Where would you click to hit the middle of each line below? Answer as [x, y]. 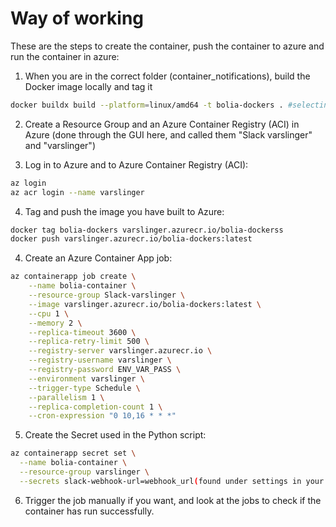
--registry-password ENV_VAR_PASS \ [105, 370]
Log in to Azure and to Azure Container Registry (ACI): [136, 164]
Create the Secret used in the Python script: [115, 435]
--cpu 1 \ [49, 313]
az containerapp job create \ [73, 277]
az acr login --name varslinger [77, 192]
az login [28, 183]
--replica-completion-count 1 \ [95, 407]
